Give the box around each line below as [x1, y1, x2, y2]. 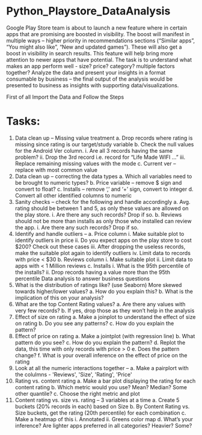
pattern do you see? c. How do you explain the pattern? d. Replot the [14, 339, 186, 346]
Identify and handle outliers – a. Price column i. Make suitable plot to [14, 230, 185, 237]
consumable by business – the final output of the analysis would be [6, 75, 173, 82]
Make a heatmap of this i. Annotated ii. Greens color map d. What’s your [14, 415, 194, 422]
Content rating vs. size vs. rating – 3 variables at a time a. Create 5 [14, 396, 180, 404]
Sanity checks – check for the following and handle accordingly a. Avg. [14, 198, 191, 205]
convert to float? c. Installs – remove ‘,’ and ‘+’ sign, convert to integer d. [14, 185, 194, 193]
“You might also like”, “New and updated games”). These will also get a [6, 43, 182, 51]
